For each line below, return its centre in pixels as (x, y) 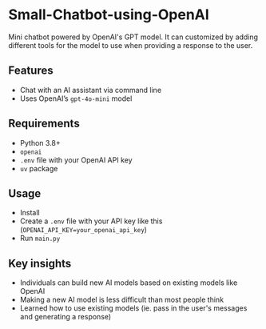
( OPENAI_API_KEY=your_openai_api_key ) (83, 230)
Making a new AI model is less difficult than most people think (122, 300)
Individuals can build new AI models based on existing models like (129, 283)
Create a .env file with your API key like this (91, 221)
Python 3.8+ (40, 142)
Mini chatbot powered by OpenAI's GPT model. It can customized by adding (133, 37)
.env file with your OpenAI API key (76, 160)
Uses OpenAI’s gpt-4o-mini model (76, 98)
